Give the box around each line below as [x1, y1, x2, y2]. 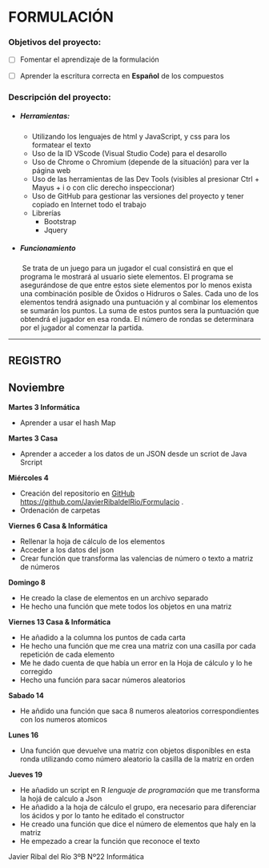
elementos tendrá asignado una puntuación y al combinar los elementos [19, 297, 259, 307]
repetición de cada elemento [19, 649, 114, 659]
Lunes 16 [8, 729, 38, 740]
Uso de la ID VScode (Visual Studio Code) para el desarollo [31, 148, 227, 158]
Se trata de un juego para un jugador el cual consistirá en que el [22, 263, 234, 273]
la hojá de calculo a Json [19, 794, 102, 803]
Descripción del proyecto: [8, 91, 111, 102]
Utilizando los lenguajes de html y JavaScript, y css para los [31, 131, 231, 141]
